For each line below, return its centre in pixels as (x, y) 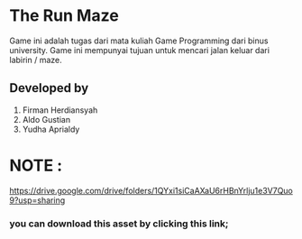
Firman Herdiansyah (60, 110)
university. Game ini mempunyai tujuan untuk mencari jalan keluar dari (140, 50)
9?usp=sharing (37, 200)
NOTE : (36, 165)
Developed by (49, 88)
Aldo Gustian (46, 119)
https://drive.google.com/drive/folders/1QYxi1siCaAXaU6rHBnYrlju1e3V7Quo (151, 190)
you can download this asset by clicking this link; (119, 224)
